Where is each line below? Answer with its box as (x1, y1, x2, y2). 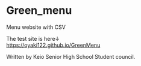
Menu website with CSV (6, 23, 66, 31)
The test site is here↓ (6, 35, 60, 42)
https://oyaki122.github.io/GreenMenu (6, 41, 101, 49)
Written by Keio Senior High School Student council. (6, 53, 136, 60)
